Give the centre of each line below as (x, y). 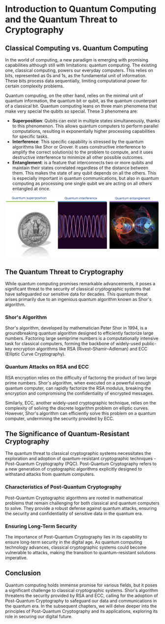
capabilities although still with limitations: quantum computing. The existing (81, 65)
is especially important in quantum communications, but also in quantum (85, 178)
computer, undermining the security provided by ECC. (60, 418)
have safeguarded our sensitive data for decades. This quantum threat (76, 294)
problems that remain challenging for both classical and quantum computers (82, 503)
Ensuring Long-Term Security (41, 526)
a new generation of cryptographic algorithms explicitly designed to (74, 469)
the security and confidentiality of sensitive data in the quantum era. (74, 513)
